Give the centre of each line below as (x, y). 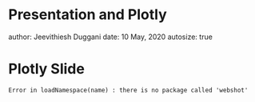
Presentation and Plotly (88, 15)
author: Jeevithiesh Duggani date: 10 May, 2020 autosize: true (111, 37)
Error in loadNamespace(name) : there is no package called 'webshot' (128, 90)
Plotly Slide (47, 69)
